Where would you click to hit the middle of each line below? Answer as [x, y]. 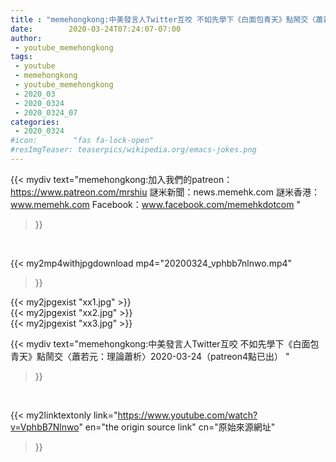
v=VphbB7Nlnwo [45, 427]
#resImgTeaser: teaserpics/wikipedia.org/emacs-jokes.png [133, 150]
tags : [21, 57]
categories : [35, 122]
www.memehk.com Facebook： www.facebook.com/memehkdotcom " [155, 204]
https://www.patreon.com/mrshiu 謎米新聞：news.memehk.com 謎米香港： [165, 192]
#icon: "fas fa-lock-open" [82, 141]
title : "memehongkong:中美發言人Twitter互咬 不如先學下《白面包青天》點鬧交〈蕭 [167, 19]
